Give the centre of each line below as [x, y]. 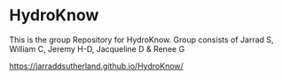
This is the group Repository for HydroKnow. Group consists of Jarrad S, [141, 40]
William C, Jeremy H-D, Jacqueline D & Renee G [97, 48]
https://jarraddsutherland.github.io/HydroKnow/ [96, 66]
